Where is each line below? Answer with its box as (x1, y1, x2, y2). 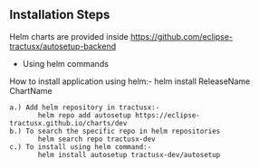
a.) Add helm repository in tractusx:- (9, 103, 160, 112)
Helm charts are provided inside (9, 31, 129, 42)
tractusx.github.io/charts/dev (9, 118, 128, 127)
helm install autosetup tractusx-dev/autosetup (37, 150, 221, 159)
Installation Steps (9, 7, 110, 23)
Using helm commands (22, 58, 109, 69)
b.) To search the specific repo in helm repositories (9, 126, 221, 135)
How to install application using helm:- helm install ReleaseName (9, 76, 251, 87)
